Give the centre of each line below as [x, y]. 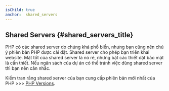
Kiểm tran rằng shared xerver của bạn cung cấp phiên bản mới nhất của [80, 78]
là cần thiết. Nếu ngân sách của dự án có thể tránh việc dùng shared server [84, 63]
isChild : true [20, 10]
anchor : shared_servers [31, 15]
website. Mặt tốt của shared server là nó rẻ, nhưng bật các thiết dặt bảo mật [85, 58]
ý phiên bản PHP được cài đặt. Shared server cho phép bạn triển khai [77, 52]
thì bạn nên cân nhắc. [28, 68]
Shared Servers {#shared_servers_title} [69, 35]
